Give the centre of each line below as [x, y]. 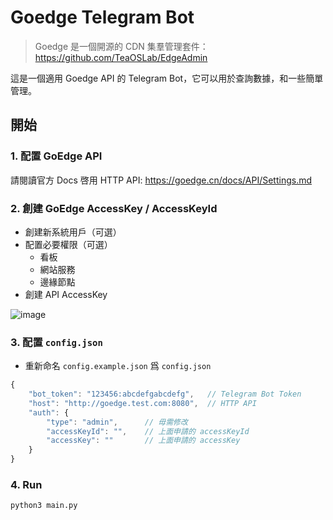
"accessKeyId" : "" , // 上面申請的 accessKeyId [148, 431]
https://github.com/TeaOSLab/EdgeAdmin [121, 57]
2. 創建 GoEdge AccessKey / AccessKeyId [114, 208]
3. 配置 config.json [56, 342]
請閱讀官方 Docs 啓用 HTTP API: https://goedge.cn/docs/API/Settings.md [161, 180]
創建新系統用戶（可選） [73, 232]
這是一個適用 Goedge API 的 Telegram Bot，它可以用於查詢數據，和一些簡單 [167, 78]
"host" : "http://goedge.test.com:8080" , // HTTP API [142, 403]
